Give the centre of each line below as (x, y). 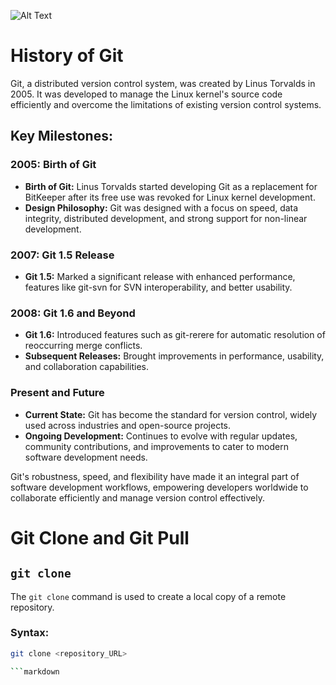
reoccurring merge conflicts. (83, 346)
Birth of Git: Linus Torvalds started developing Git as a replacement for (171, 186)
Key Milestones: (61, 136)
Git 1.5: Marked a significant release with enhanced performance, (160, 276)
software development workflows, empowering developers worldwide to (159, 487)
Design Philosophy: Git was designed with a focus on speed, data (161, 207)
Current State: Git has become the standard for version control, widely (171, 414)
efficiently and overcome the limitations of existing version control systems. (166, 104)
